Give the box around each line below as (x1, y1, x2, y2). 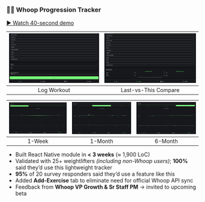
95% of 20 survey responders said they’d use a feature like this (15, 170, 175, 178)
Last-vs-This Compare (121, 86, 180, 93)
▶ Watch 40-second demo (6, 20, 74, 27)
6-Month (154, 137, 178, 145)
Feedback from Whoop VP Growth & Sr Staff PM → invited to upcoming (15, 183, 196, 191)
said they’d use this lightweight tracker (15, 164, 113, 171)
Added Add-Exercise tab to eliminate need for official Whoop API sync (15, 177, 193, 184)
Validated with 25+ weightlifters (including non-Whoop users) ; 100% (15, 157, 188, 165)
